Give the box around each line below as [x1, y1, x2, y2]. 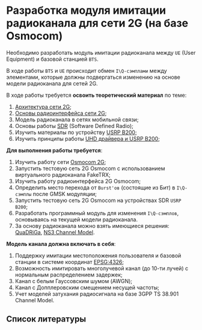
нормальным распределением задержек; [14, 271, 123, 278]
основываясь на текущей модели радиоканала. [14, 216, 138, 223]
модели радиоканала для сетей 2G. [6, 79, 98, 87]
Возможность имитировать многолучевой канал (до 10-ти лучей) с [14, 264, 188, 272]
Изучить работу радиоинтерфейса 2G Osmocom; [14, 177, 141, 185]
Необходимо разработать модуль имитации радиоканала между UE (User [6, 49, 196, 56]
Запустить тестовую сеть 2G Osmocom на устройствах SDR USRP [14, 197, 182, 204]
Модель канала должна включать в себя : [6, 240, 116, 247]
